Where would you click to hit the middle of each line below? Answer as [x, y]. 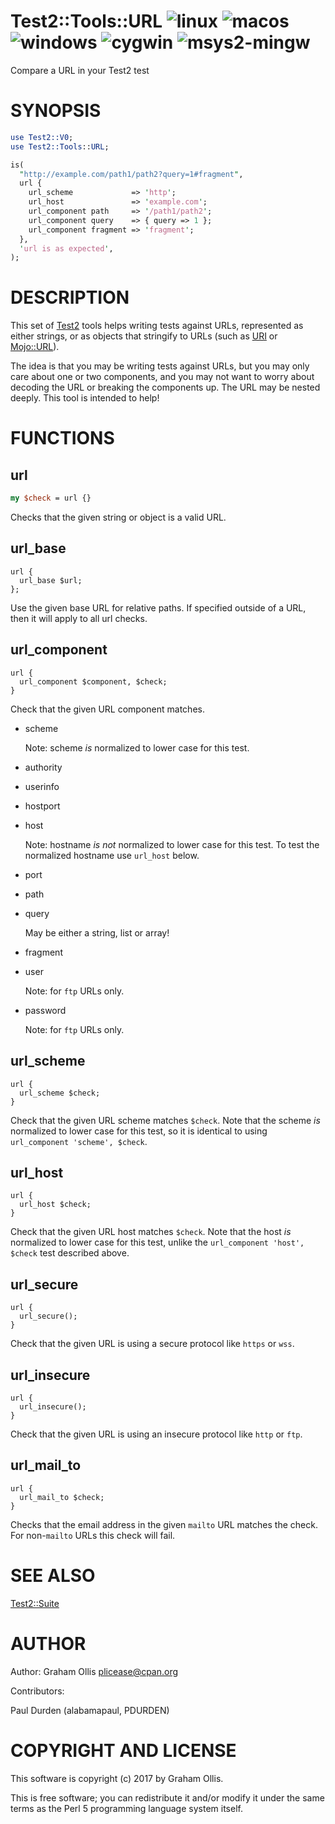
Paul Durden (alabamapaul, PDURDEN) [90, 1710]
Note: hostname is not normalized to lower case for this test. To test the [172, 844]
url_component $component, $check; [93, 681]
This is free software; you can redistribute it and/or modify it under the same [167, 1797]
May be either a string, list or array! [97, 932]
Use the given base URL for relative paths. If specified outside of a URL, [158, 607]
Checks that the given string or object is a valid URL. [118, 517]
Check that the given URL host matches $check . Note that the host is [151, 1232]
